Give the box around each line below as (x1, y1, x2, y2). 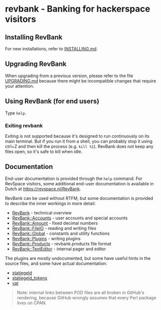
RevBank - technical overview (12, 210, 72, 215)
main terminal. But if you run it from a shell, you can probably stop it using (5, 138, 153, 144)
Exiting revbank (5, 122, 43, 129)
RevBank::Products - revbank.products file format (12, 241, 112, 246)
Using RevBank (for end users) (5, 97, 99, 105)
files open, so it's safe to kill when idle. (5, 148, 82, 154)
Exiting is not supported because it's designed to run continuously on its (5, 133, 149, 139)
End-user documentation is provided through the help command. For (5, 176, 143, 181)
